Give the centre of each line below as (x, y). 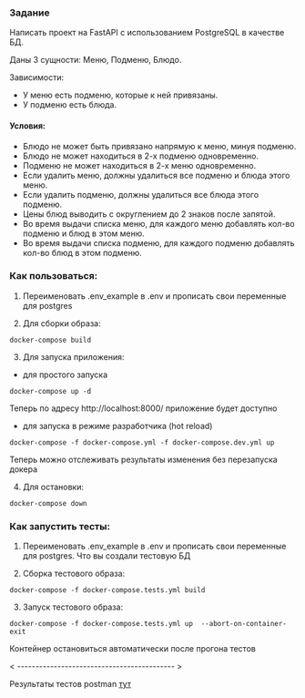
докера (24, 469)
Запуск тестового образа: (73, 607)
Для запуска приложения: (73, 356)
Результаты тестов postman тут (71, 684)
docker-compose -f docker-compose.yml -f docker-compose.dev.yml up (142, 442)
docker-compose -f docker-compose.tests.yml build (107, 590)
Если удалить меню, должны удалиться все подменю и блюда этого (156, 175)
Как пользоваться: (54, 276)
